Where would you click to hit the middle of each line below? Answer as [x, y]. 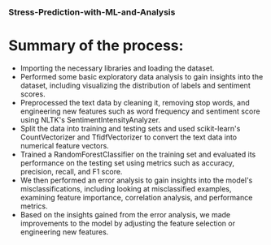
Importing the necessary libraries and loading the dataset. [117, 68]
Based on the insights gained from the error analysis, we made [125, 214]
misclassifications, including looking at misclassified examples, [126, 188]
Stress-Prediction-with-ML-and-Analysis [92, 12]
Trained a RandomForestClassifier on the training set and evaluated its [138, 154]
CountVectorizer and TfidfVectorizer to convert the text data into [129, 137]
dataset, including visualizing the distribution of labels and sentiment [135, 85]
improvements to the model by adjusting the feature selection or [128, 223]
